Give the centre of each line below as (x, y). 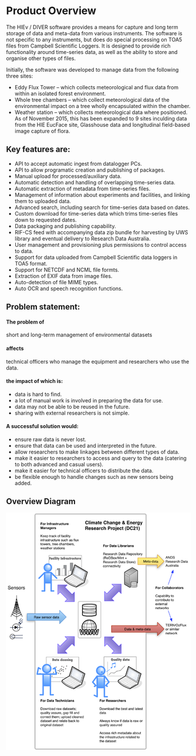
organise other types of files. (41, 58)
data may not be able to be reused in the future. (72, 406)
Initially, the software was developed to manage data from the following (92, 69)
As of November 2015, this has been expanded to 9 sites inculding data (101, 118)
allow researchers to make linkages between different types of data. (97, 452)
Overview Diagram (41, 501)
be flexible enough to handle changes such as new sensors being (94, 476)
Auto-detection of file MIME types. (56, 282)
